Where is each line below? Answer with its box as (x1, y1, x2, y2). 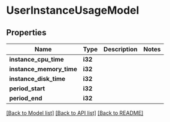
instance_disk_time (9, 75, 66, 83)
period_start (9, 84, 45, 93)
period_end (9, 94, 42, 102)
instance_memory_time (9, 65, 78, 73)
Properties (6, 28, 47, 38)
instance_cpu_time (9, 55, 64, 63)
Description (104, 45, 138, 53)
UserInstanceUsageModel (6, 4, 139, 17)
